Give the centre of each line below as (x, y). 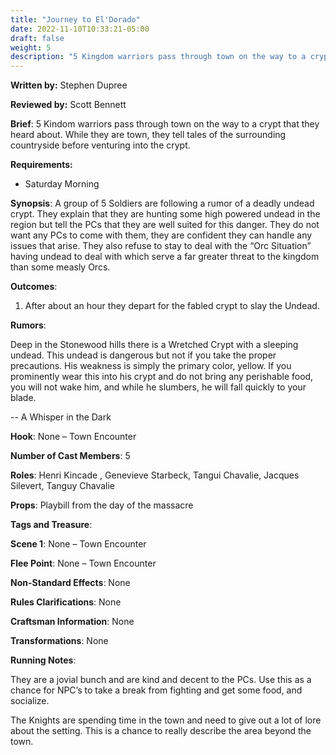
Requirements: (41, 165)
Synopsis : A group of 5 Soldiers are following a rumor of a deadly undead (162, 203)
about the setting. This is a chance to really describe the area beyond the (161, 731)
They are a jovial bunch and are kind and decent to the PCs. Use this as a (161, 680)
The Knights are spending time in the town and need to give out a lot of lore (166, 720)
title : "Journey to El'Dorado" (75, 19)
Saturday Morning (62, 184)
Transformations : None (59, 641)
